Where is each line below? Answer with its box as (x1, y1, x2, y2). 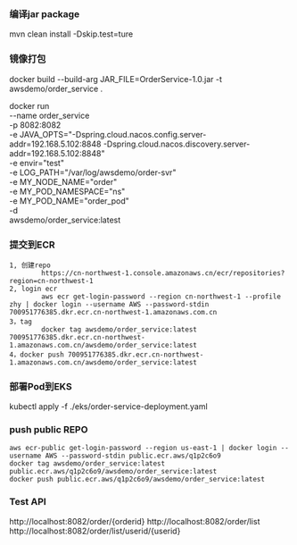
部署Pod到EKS (9, 380, 73, 392)
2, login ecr (9, 284, 58, 293)
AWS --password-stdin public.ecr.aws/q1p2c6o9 (45, 451, 221, 461)
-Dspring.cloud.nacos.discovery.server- (103, 138, 251, 149)
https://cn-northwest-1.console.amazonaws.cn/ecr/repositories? (41, 268, 285, 278)
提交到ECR (9, 239, 55, 251)
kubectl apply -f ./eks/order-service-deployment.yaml (9, 401, 208, 412)
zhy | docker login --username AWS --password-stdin (9, 299, 210, 309)
